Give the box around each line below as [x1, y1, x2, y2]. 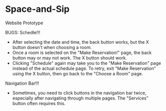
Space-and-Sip [5, 3, 70, 15]
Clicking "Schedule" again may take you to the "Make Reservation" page [12, 60, 162, 66]
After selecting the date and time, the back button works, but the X [12, 39, 149, 45]
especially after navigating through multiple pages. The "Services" [12, 95, 149, 101]
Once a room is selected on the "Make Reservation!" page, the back [12, 50, 152, 55]
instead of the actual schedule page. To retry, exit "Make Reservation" [12, 65, 157, 71]
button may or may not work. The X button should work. [12, 55, 127, 60]
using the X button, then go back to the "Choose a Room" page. [12, 70, 143, 76]
